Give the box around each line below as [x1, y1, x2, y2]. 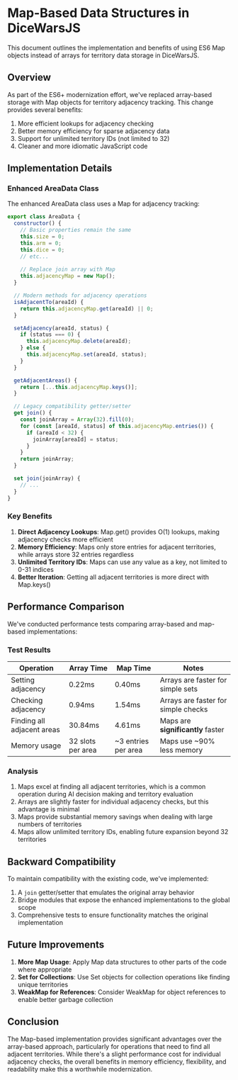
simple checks [159, 704, 208, 714]
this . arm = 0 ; [20, 240, 62, 247]
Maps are [159, 716, 191, 726]
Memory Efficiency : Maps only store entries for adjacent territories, [17, 542, 216, 551]
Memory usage [11, 741, 62, 750]
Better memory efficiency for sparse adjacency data [17, 126, 170, 135]
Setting [11, 675, 35, 685]
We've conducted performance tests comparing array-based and [7, 619, 198, 628]
